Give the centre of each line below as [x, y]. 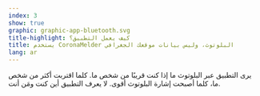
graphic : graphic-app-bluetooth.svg [69, 30]
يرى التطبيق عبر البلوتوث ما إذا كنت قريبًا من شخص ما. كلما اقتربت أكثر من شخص [130, 75]
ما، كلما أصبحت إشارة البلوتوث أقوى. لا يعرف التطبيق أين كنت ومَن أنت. [114, 83]
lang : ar [23, 52]
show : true [26, 23]
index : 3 [23, 15]
